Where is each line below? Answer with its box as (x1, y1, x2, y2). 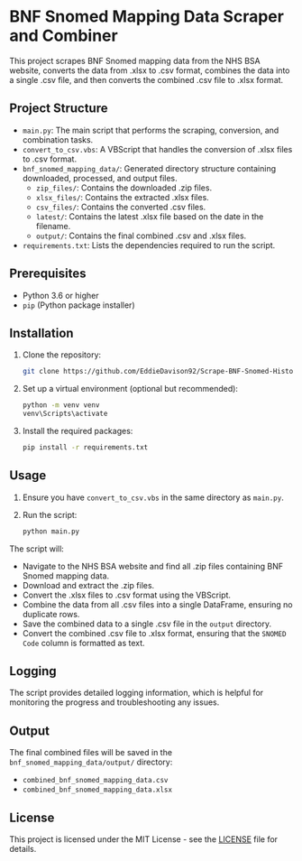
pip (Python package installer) (22, 300, 135, 310)
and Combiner (9, 25, 119, 46)
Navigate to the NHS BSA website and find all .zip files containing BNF (22, 560, 284, 571)
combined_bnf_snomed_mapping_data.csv (22, 776, 169, 785)
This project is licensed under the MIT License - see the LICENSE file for (9, 834, 278, 845)
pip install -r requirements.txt (22, 443, 149, 452)
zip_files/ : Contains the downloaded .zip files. (35, 182, 213, 193)
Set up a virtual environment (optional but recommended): (22, 384, 239, 394)
